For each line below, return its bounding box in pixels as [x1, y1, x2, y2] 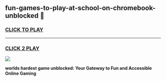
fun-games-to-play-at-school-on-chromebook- [5, 4, 156, 12]
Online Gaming [5, 70, 37, 76]
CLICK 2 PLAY [5, 45, 40, 52]
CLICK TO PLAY [5, 27, 43, 33]
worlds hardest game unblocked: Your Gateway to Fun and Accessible [5, 65, 152, 71]
